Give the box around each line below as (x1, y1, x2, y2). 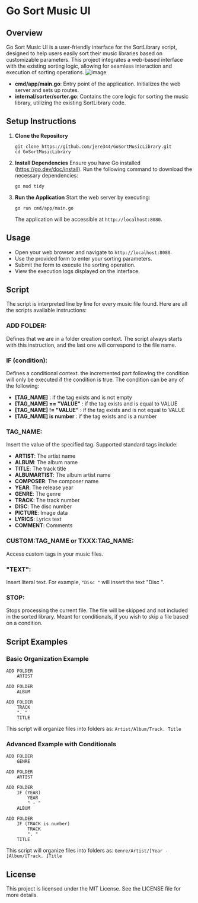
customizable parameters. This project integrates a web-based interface (6, 56, 183, 63)
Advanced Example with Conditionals (6, 740, 117, 748)
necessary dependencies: (14, 172, 79, 179)
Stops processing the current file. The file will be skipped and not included (6, 607, 189, 614)
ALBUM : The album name (14, 459, 78, 466)
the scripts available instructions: (6, 307, 87, 314)
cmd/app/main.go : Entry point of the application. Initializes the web (14, 80, 181, 87)
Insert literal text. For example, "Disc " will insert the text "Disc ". (6, 578, 165, 585)
